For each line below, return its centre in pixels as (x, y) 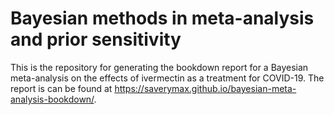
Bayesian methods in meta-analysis (162, 18)
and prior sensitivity (96, 39)
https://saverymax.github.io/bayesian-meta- (205, 88)
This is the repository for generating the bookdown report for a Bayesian (159, 67)
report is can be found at (61, 88)
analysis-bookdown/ (52, 99)
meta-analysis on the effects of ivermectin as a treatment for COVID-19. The (167, 78)
